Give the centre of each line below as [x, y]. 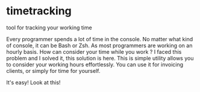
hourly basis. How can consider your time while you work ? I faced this [94, 51]
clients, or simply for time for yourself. [53, 70]
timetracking [39, 11]
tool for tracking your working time [49, 27]
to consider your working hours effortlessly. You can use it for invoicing [95, 65]
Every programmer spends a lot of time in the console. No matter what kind [100, 39]
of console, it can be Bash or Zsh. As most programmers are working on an [99, 45]
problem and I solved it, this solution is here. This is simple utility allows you [100, 58]
